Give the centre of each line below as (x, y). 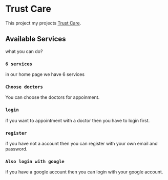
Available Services (36, 39)
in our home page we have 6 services (45, 74)
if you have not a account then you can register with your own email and (81, 143)
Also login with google (35, 161)
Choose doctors (24, 87)
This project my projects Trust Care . (43, 23)
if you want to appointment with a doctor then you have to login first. (78, 120)
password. (16, 149)
